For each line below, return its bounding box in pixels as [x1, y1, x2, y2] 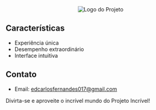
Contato [5, 69, 37, 80]
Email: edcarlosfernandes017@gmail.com [14, 85, 117, 93]
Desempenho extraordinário [14, 45, 84, 53]
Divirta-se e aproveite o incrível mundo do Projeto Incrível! [5, 97, 151, 104]
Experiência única [14, 39, 59, 46]
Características [5, 23, 65, 34]
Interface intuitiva [14, 52, 58, 59]
